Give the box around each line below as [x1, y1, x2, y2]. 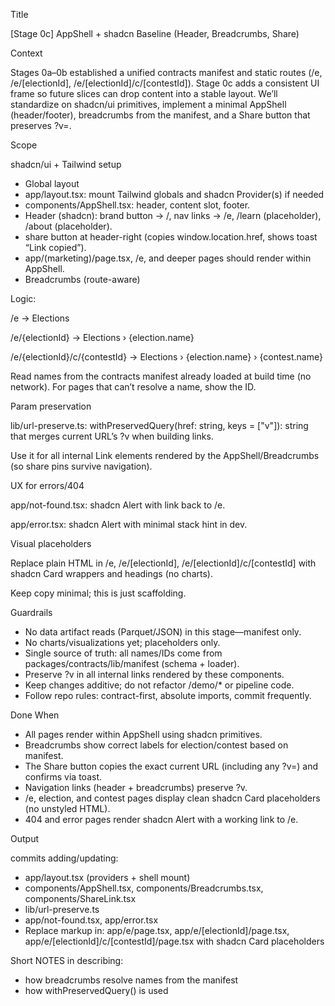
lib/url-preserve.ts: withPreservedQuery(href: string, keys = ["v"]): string [10, 420, 309, 431]
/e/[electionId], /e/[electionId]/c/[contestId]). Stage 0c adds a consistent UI [10, 77, 320, 89]
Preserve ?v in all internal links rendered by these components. [24, 669, 285, 680]
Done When [10, 709, 60, 721]
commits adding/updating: [10, 852, 119, 864]
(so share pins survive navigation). [10, 460, 153, 472]
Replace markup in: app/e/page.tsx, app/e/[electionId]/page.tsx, [24, 925, 290, 936]
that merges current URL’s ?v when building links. [10, 430, 214, 442]
